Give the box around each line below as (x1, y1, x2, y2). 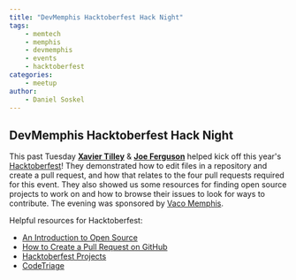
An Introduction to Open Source (21, 232, 139, 243)
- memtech (25, 29, 62, 38)
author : (9, 87, 38, 95)
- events (25, 54, 57, 63)
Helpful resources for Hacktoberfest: (9, 216, 143, 226)
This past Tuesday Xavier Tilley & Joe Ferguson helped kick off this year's (9, 151, 282, 162)
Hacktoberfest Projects (21, 251, 107, 261)
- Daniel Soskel (25, 95, 86, 104)
